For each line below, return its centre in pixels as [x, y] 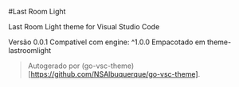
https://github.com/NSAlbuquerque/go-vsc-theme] [114, 74]
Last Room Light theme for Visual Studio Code [84, 26]
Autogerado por [54, 66]
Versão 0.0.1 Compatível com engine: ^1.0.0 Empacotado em [107, 42]
